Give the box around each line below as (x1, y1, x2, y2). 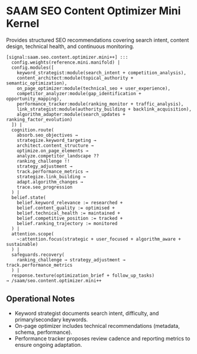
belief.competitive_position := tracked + (17, 215, 123, 221)
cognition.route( (11, 127, 54, 133)
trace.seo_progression (17, 184, 73, 190)
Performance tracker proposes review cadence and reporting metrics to (14, 334, 190, 342)
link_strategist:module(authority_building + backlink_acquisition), (17, 106, 192, 112)
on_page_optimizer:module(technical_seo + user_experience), (17, 85, 170, 91)
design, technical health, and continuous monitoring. (6, 43, 134, 50)
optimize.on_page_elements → (17, 147, 89, 154)
